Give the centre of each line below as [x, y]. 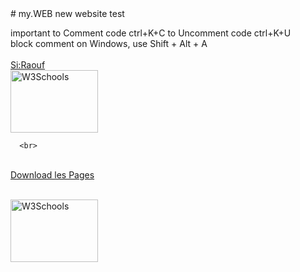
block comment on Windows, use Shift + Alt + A [109, 43]
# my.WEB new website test [67, 13]
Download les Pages [52, 175]
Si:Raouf [28, 65]
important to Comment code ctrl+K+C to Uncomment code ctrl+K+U [151, 33]
